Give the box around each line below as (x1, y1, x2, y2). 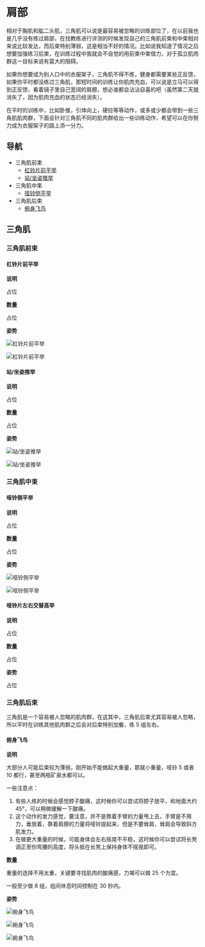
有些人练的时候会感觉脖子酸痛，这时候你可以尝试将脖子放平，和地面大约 (15, 797, 197, 805)
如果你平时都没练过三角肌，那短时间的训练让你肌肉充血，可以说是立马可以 (6, 78, 193, 86)
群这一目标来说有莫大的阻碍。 (6, 57, 81, 65)
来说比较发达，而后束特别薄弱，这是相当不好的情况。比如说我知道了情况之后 (6, 42, 199, 50)
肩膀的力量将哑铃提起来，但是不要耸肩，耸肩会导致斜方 (57, 820, 197, 828)
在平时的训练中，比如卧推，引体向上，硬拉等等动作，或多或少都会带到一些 (6, 106, 193, 114)
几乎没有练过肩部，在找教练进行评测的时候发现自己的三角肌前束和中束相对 (11, 34, 199, 42)
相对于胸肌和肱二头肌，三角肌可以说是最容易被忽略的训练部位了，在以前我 (6, 27, 193, 34)
